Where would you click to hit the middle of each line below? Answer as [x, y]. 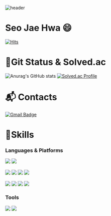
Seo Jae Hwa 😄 [38, 28]
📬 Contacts [31, 97]
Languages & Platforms [34, 150]
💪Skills [20, 135]
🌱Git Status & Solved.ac [56, 62]
